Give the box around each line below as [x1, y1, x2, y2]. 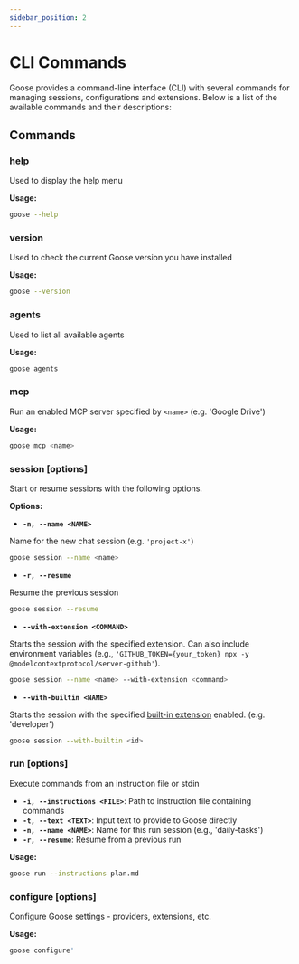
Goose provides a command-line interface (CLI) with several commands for [9, 82, 291, 93]
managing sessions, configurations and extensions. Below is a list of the [9, 91, 278, 102]
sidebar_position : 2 [9, 13, 88, 23]
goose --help [9, 210, 59, 220]
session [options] [9, 462, 89, 475]
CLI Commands [9, 52, 127, 72]
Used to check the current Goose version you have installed [9, 252, 233, 263]
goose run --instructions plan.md [9, 869, 140, 878]
